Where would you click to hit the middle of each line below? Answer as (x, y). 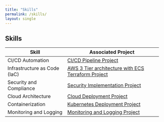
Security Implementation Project (104, 85)
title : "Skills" (21, 10)
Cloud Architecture (29, 97)
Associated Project (112, 52)
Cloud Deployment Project (98, 97)
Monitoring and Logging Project (104, 112)
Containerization (26, 104)
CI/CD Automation (28, 61)
